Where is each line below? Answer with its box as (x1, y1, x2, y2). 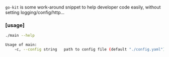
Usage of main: (5, 42, 37, 48)
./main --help (5, 33, 35, 38)
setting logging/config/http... (5, 9, 65, 15)
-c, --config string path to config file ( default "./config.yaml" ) (14, 47, 165, 52)
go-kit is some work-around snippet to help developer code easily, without (5, 4, 161, 10)
